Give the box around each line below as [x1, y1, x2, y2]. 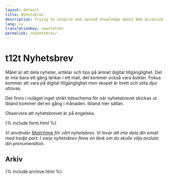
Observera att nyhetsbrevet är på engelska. [5, 110, 96, 116]
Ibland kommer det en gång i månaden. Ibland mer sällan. [5, 100, 124, 106]
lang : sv [5, 21, 24, 27]
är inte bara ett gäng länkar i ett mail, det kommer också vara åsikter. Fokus [5, 74, 161, 81]
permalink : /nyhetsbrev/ [5, 31, 57, 36]
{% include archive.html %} [5, 168, 62, 174]
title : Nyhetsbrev [5, 12, 44, 17]
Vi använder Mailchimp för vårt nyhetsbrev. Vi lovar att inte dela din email [5, 130, 158, 136]
